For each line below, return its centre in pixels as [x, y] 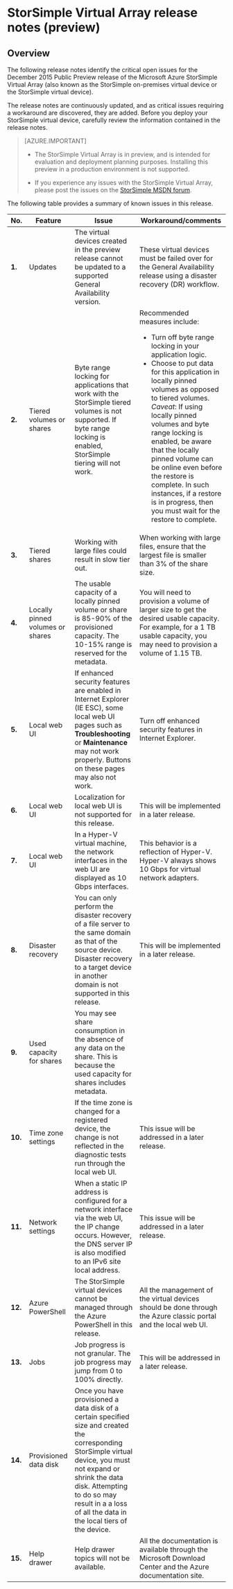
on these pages [100, 768]
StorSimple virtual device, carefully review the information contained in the [114, 120]
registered [91, 1120]
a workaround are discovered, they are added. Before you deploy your [107, 113]
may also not [95, 777]
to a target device [103, 967]
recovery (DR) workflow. [180, 284]
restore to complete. [184, 520]
